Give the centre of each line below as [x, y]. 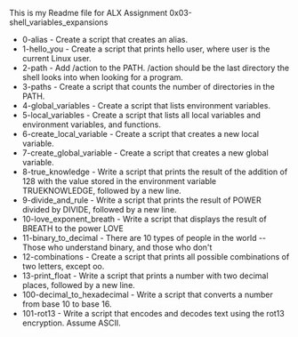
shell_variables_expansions [59, 22]
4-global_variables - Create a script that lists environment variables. [146, 105]
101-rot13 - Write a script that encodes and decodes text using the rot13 [153, 313]
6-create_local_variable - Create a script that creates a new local [141, 134]
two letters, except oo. [63, 266]
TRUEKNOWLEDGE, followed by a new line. [102, 191]
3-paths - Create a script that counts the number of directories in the [149, 87]
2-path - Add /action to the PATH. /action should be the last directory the [156, 68]
